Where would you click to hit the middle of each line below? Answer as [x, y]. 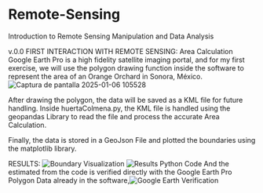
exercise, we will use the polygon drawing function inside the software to [126, 67]
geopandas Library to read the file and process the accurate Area [114, 116]
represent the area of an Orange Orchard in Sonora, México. [105, 76]
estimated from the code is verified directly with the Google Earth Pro [120, 172]
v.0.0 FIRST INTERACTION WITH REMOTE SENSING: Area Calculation [121, 51]
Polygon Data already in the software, [69, 180]
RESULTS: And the [119, 163]
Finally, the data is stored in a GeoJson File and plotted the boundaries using [132, 140]
